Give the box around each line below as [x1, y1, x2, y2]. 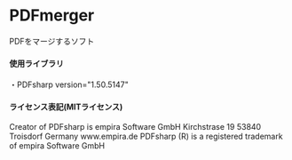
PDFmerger [9, 5, 95, 26]
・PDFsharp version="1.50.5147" [9, 79, 129, 90]
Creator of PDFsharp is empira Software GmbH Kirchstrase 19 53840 [9, 122, 262, 132]
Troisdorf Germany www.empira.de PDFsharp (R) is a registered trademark [9, 131, 283, 142]
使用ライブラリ [9, 58, 64, 68]
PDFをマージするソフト [9, 36, 95, 46]
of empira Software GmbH [9, 140, 105, 151]
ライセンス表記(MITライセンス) [9, 101, 123, 112]
